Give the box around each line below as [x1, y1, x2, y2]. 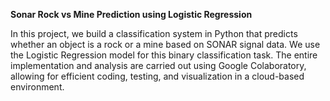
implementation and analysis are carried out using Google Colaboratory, [10, 60, 307, 71]
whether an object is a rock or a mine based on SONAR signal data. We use [10, 39, 321, 50]
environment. [10, 81, 65, 93]
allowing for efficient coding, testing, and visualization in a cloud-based [10, 70, 305, 82]
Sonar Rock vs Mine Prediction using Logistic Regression [10, 9, 253, 20]
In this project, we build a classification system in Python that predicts [10, 28, 298, 39]
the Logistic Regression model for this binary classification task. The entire [10, 49, 318, 61]
